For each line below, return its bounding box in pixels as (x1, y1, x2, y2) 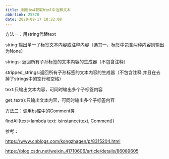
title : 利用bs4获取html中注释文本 (5, 7, 71, 13)
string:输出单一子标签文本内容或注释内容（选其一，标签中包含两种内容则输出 (5, 42, 164, 48)
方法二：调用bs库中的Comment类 (5, 108, 75, 114)
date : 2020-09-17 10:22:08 (5, 17, 62, 22)
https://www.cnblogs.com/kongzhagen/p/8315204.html (5, 138, 121, 144)
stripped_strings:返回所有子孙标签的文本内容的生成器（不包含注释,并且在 (5, 69, 156, 75)
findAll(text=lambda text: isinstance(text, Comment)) (5, 118, 115, 124)
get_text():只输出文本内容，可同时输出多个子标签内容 (5, 97, 115, 103)
